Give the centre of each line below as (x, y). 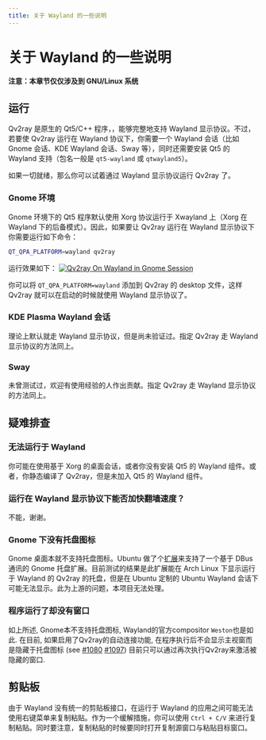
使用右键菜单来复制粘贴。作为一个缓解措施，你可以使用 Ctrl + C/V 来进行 (129, 717)
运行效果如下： (33, 268)
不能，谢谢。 (29, 518)
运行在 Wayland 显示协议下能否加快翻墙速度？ (96, 499)
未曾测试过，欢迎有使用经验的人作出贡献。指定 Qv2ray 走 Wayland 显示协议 (132, 385)
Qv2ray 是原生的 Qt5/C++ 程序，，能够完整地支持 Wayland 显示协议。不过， (132, 129)
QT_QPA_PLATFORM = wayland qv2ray (62, 252)
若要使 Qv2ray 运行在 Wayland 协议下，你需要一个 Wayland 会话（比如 (124, 139)
